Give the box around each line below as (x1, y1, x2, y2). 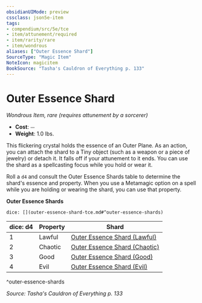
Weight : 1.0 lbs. (15, 130, 54, 137)
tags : (6, 20, 20, 26)
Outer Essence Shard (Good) (70, 253, 153, 261)
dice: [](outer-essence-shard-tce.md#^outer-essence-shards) (6, 209, 164, 216)
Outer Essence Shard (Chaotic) (70, 243, 160, 251)
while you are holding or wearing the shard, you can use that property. (6, 186, 182, 193)
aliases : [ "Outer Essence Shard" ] (6, 49, 94, 55)
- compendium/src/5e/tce (6, 26, 69, 32)
